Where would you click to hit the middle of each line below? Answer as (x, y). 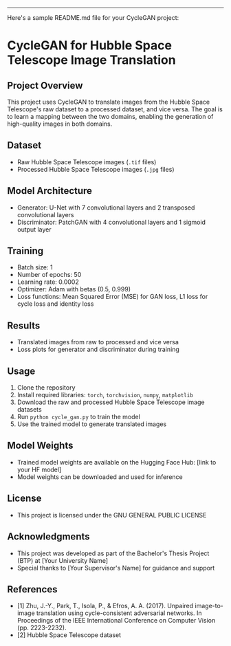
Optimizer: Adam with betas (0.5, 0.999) (74, 289)
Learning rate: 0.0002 (48, 282)
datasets (30, 410)
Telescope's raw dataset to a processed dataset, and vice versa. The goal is (115, 109)
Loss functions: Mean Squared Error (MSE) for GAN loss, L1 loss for (112, 297)
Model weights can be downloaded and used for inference (100, 477)
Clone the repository (46, 388)
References (32, 589)
